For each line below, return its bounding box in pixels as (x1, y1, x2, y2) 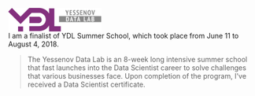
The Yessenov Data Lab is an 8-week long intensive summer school (27, 55, 248, 64)
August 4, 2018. (8, 39, 59, 49)
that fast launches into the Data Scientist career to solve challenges (27, 63, 246, 72)
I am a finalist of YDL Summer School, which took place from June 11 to (8, 31, 239, 40)
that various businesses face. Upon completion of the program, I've (27, 72, 246, 80)
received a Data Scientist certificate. (27, 79, 146, 89)
